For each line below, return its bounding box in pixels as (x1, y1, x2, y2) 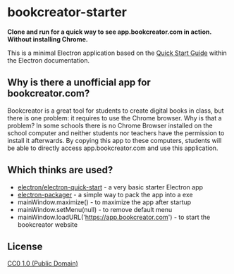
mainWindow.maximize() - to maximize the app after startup (17, 198, 192, 206)
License (7, 240, 43, 252)
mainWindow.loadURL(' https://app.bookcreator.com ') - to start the (17, 213, 211, 221)
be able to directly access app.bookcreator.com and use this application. (7, 144, 218, 152)
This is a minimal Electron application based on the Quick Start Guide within (7, 49, 227, 57)
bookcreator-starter (7, 4, 127, 20)
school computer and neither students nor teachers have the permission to (7, 128, 225, 137)
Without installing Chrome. (7, 35, 88, 43)
